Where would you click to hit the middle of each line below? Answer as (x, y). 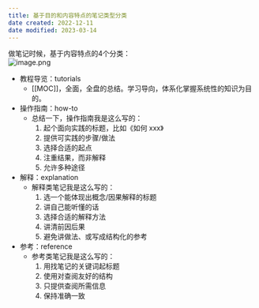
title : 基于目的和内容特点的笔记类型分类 (68, 15)
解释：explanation (49, 178)
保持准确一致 (64, 296)
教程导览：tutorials (50, 79)
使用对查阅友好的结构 (78, 276)
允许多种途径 (64, 167)
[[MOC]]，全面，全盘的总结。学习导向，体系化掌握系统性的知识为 (138, 88)
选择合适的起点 (68, 148)
